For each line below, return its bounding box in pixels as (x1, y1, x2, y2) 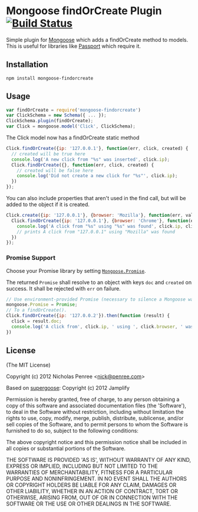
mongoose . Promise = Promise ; (6, 302, 78, 308)
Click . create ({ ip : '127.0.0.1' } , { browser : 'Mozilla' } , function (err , (6, 213, 183, 219)
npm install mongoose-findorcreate (6, 75, 94, 81)
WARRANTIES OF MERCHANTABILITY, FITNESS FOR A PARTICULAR (6, 468, 173, 476)
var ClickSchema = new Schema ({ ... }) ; (6, 112, 107, 119)
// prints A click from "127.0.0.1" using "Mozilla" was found (16, 229, 176, 234)
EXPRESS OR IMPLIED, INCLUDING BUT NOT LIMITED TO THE (6, 462, 158, 469)
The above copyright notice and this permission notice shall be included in (6, 438, 187, 445)
